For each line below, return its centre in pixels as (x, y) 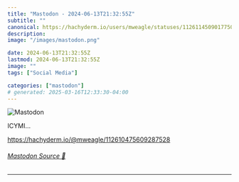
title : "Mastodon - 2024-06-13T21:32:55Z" (71, 14)
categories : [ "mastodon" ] (46, 86)
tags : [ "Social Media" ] (43, 73)
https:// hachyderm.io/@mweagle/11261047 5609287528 (89, 140)
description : (27, 34)
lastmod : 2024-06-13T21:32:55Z (54, 60)
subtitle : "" (27, 21)
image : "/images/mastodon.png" (54, 40)
